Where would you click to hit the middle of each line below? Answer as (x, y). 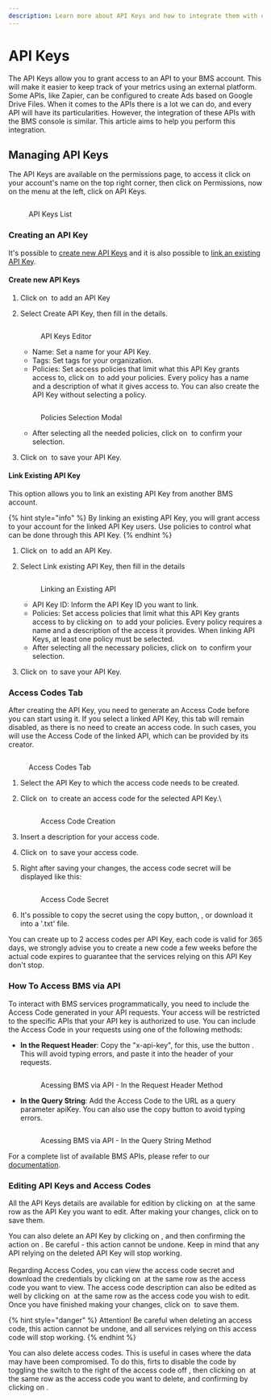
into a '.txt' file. (45, 924)
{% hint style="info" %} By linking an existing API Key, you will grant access (134, 518)
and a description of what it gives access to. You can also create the (146, 386)
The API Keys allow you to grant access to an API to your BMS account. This (135, 78)
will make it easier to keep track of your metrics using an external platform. (133, 86)
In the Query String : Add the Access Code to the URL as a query (128, 1100)
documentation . (35, 1164)
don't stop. (26, 965)
